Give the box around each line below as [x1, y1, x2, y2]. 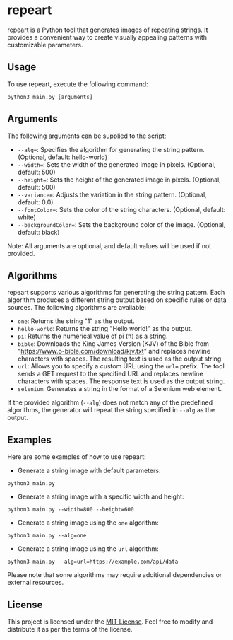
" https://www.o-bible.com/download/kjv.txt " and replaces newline [17, 347, 210, 356]
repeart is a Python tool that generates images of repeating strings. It [7, 25, 208, 34]
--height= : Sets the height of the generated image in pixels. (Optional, [17, 175, 221, 184]
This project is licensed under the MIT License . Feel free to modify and [7, 617, 213, 626]
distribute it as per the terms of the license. [7, 625, 133, 633]
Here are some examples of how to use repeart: [7, 453, 146, 461]
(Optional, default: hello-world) [17, 153, 108, 161]
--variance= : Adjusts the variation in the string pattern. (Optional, [17, 190, 207, 199]
